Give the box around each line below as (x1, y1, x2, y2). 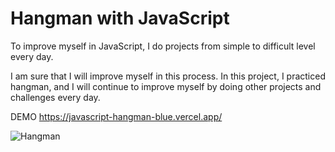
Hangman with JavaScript (10, 7, 230, 30)
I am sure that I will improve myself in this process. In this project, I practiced (10, 70, 326, 82)
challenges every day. (10, 91, 101, 103)
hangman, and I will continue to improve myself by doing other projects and (10, 80, 322, 92)
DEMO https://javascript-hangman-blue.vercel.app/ (10, 110, 223, 122)
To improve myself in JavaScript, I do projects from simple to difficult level (10, 40, 316, 52)
